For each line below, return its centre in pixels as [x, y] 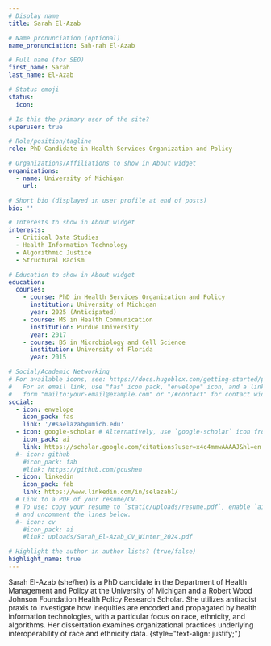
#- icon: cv [36, 522]
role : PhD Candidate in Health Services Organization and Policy [120, 149]
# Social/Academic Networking [59, 372]
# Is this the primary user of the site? [79, 119]
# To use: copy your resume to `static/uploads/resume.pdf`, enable [133, 507]
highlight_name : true [45, 559]
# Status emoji [34, 90]
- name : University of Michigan [70, 178]
